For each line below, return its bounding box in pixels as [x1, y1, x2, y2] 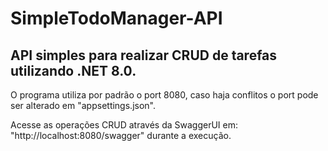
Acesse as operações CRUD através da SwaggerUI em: [10, 119, 239, 131]
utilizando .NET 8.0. [10, 62, 137, 79]
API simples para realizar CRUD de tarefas [10, 47, 278, 64]
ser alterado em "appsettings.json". [10, 100, 156, 111]
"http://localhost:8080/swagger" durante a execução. [10, 130, 232, 141]
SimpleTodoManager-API [10, 7, 223, 30]
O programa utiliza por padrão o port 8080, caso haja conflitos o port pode [10, 89, 319, 101]
